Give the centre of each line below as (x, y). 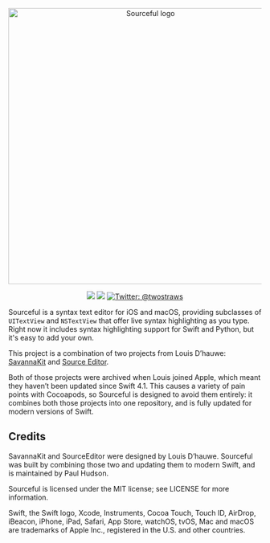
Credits (27, 437)
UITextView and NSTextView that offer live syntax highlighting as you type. (129, 320)
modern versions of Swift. (51, 411)
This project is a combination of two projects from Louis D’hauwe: (117, 353)
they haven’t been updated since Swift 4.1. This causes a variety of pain (127, 386)
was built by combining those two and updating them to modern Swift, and (132, 464)
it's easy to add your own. (51, 338)
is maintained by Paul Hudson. (59, 473)
